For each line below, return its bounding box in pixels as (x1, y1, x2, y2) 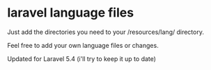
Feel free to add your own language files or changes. (7, 41, 159, 49)
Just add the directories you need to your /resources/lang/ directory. (7, 28, 204, 36)
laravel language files (7, 5, 134, 21)
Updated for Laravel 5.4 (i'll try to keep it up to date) (7, 54, 157, 63)
